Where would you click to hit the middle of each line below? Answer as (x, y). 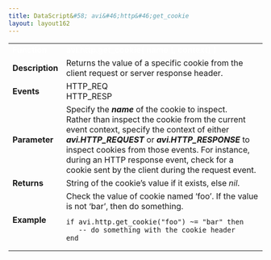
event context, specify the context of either (148, 129)
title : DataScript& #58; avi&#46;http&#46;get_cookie (99, 16)
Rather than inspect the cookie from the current (156, 120)
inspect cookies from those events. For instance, (158, 149)
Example (29, 220)
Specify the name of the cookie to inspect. (147, 109)
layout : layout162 (39, 23)
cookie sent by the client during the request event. (161, 170)
